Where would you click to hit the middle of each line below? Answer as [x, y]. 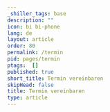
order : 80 [21, 46]
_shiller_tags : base [37, 14]
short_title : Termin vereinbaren [55, 78]
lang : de [20, 33]
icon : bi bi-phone [34, 26]
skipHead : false [30, 85]
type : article [28, 98]
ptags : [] [23, 65]
